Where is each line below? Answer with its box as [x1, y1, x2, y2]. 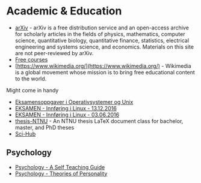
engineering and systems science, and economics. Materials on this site [14, 43, 194, 50]
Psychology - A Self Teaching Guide [14, 163, 105, 170]
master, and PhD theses [14, 124, 75, 131]
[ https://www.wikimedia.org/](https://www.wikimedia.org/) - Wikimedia [14, 62, 191, 70]
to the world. [14, 75, 47, 82]
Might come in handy [6, 86, 59, 94]
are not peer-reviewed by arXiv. [14, 49, 94, 56]
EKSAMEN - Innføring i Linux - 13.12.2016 [14, 104, 117, 112]
